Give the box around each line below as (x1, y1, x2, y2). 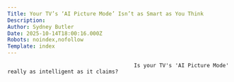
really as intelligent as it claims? (7, 68, 119, 75)
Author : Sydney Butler (7, 23, 74, 30)
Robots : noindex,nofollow (7, 36, 83, 43)
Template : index (7, 43, 55, 50)
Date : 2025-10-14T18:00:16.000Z (7, 29, 103, 37)
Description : (7, 17, 46, 24)
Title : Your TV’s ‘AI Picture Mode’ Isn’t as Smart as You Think (7, 10, 204, 18)
